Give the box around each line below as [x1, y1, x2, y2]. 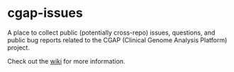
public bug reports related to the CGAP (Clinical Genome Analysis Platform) [7, 35, 228, 44]
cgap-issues [7, 5, 83, 21]
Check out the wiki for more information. [7, 56, 126, 65]
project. [7, 43, 30, 52]
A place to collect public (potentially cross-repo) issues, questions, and [7, 28, 216, 37]
